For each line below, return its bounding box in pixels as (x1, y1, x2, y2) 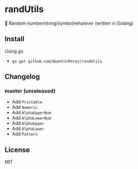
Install (5, 35, 25, 43)
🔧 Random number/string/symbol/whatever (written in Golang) (5, 20, 133, 26)
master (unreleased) (5, 88, 56, 95)
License (5, 145, 30, 154)
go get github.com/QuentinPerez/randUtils (12, 59, 102, 64)
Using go (5, 48, 24, 54)
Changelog (5, 72, 40, 81)
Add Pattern (12, 131, 38, 137)
